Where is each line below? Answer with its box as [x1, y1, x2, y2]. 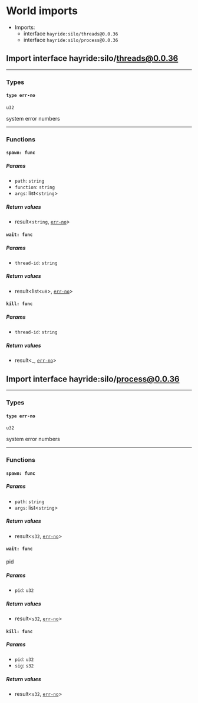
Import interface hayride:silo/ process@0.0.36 [6, 374, 180, 384]
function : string [14, 183, 55, 190]
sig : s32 [14, 662, 34, 669]
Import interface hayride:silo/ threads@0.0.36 [6, 53, 179, 63]
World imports [6, 4, 78, 18]
